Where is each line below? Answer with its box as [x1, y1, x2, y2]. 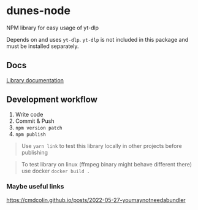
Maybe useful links [6, 182, 64, 191]
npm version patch [15, 125, 63, 131]
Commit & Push [15, 117, 55, 125]
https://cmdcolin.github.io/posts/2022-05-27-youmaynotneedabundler [6, 196, 186, 203]
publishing [21, 149, 48, 156]
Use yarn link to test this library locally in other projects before [21, 142, 182, 149]
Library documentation [6, 76, 64, 84]
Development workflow [6, 95, 98, 105]
